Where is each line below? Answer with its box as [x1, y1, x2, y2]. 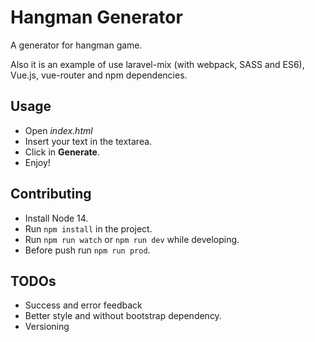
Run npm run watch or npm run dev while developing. [24, 233, 240, 245]
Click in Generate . [24, 146, 100, 158]
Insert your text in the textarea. [24, 135, 153, 147]
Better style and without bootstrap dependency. [24, 310, 222, 322]
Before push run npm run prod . [24, 244, 151, 256]
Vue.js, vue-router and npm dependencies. [10, 69, 188, 81]
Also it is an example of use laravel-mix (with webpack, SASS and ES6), [10, 58, 305, 70]
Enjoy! [24, 156, 51, 168]
